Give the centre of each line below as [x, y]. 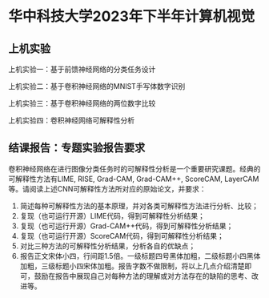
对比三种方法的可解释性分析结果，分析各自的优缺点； [108, 246]
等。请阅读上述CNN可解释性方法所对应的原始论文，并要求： [107, 188]
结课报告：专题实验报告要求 [77, 148]
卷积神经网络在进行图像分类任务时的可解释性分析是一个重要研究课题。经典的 [134, 168]
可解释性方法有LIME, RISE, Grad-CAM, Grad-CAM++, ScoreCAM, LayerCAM [134, 179]
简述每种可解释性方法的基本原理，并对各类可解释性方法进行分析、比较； [139, 206]
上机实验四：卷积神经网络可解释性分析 [71, 120]
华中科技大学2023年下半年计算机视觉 [132, 16]
